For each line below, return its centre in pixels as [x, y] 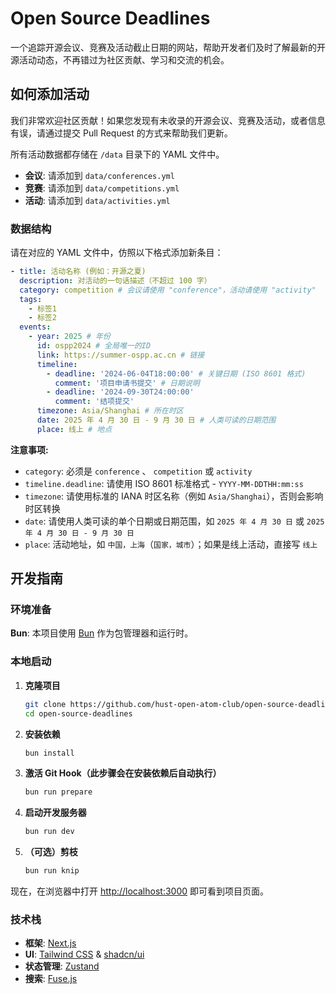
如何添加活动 [50, 94]
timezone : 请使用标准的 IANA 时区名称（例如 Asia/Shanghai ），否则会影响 [174, 496]
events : [35, 327]
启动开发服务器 [55, 813]
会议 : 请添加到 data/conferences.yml [99, 175]
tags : [31, 299]
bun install [49, 753]
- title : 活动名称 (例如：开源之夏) [78, 272]
